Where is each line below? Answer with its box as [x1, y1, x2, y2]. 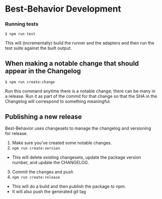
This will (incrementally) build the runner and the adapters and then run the [5, 40, 155, 46]
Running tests [5, 21, 39, 28]
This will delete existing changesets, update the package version [12, 154, 141, 160]
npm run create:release [12, 175, 60, 180]
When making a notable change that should [5, 59, 139, 67]
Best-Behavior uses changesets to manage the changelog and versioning [5, 125, 151, 131]
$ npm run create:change [5, 80, 55, 85]
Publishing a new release [5, 112, 82, 121]
